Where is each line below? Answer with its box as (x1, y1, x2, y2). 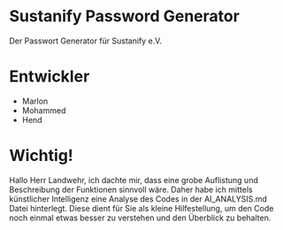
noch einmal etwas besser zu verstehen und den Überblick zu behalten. (9, 212, 272, 223)
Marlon (21, 96, 49, 106)
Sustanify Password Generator (9, 6, 241, 27)
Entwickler (9, 66, 90, 87)
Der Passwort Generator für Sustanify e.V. (9, 35, 162, 46)
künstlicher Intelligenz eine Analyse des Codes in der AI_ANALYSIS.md (9, 193, 268, 204)
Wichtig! (9, 146, 73, 165)
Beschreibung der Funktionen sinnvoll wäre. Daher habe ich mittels (9, 184, 254, 195)
